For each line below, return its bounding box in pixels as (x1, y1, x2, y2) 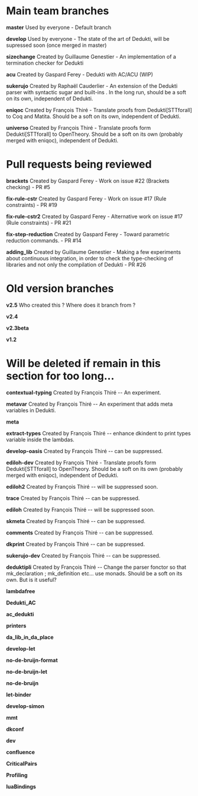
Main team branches (6, 4, 109, 18)
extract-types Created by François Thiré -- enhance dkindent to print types (6, 429, 191, 437)
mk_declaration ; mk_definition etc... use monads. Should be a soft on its (6, 569, 183, 577)
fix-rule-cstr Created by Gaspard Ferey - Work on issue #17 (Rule (6, 195, 167, 202)
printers (6, 622, 27, 629)
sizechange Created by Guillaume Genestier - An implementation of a (6, 53, 176, 60)
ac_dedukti (6, 610, 34, 617)
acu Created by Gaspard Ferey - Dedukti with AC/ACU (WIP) (6, 71, 154, 78)
